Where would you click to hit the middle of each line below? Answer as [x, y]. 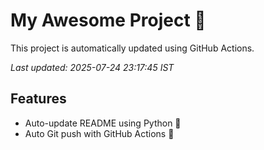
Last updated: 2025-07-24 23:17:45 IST [92, 67]
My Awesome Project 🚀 [108, 20]
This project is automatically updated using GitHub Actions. [132, 48]
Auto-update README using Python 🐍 [103, 123]
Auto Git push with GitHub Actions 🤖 [99, 133]
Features [38, 99]
